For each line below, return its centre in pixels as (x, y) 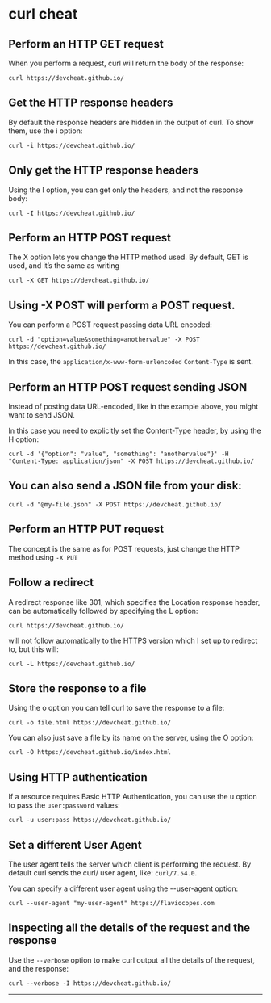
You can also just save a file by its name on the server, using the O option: (131, 738)
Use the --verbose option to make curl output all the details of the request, (132, 960)
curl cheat (43, 14)
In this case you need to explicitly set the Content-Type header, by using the (135, 431)
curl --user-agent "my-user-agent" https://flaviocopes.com (112, 903)
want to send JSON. (42, 415)
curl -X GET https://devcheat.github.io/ (79, 281)
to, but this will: (33, 649)
